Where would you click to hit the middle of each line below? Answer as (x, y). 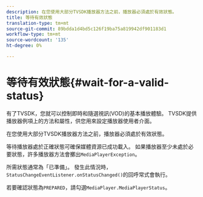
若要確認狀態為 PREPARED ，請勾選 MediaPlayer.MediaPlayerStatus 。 (88, 187)
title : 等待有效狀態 (29, 18)
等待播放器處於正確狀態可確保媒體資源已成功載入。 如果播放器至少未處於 (97, 146)
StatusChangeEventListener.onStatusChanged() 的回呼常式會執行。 (88, 174)
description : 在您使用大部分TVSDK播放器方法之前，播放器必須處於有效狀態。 (92, 12)
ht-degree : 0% (24, 46)
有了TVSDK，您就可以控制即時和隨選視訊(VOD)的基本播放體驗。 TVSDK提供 (101, 113)
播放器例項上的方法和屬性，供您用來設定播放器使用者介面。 (81, 121)
